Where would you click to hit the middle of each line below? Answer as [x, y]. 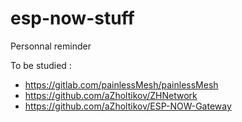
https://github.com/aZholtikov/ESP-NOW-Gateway [128, 106]
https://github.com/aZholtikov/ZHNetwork [111, 95]
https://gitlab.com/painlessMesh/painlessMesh [121, 84]
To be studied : [41, 65]
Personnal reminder [51, 46]
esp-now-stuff [72, 18]
